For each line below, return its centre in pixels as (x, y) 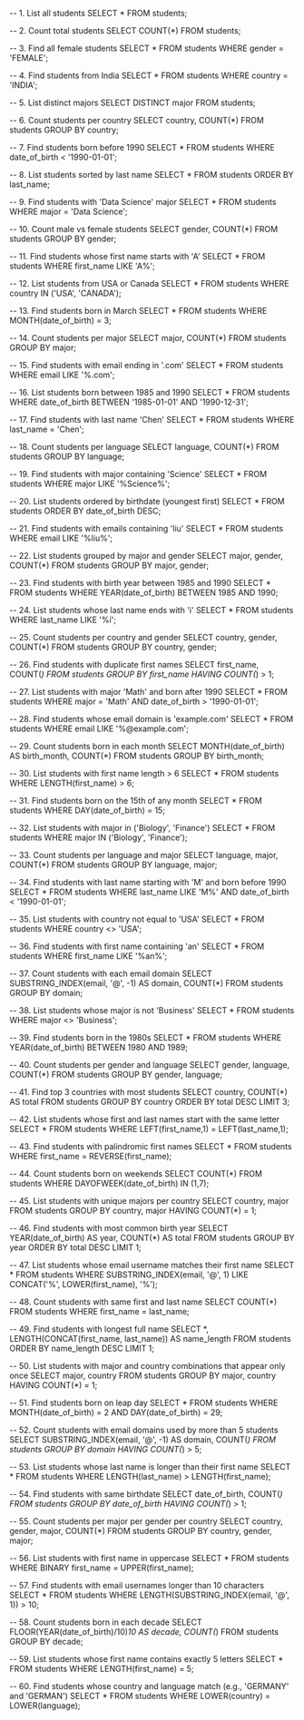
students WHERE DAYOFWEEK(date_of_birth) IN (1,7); (109, 1183)
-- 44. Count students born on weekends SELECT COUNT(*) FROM (136, 1173)
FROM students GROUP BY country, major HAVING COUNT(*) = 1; (133, 1211)
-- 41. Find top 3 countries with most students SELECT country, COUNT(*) (149, 1092)
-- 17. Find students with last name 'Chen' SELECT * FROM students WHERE (152, 420)
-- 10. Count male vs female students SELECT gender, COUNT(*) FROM (144, 229)
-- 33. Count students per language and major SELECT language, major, (144, 855)
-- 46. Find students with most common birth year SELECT (119, 1228)
